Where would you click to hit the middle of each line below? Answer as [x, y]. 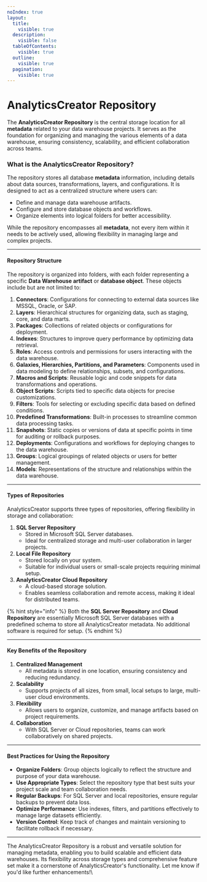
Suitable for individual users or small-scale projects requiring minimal [112, 567]
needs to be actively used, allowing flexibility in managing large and [92, 234]
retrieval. [27, 345]
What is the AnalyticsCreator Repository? [70, 165]
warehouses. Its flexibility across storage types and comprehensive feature [102, 859]
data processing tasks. [45, 423]
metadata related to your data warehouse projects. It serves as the [92, 129]
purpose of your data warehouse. [58, 776]
